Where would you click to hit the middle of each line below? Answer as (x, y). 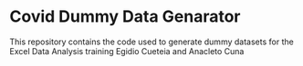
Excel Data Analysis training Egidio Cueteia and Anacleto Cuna (127, 51)
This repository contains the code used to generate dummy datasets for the (151, 42)
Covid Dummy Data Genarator (125, 17)
